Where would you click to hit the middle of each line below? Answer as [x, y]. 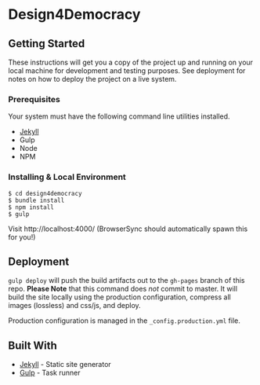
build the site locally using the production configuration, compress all [119, 297]
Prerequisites [34, 99]
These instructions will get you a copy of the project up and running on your [130, 62]
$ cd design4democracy [45, 193]
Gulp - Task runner [50, 373]
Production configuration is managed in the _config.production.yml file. [125, 321]
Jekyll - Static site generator [65, 365]
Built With [32, 345]
